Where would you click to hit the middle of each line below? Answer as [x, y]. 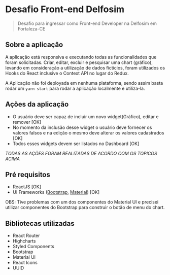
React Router [26, 236]
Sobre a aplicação [34, 45]
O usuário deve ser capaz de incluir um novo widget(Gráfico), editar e [86, 116]
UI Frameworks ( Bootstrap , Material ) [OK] [56, 192]
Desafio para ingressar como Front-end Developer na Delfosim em [87, 23]
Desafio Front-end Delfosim [65, 9]
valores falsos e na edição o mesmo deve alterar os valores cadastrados [88, 132]
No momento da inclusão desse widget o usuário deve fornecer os [82, 127]
